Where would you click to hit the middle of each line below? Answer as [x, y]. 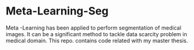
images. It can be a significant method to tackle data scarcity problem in [96, 34]
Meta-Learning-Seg [57, 11]
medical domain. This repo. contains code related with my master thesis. [97, 40]
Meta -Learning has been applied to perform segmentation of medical [93, 28]
